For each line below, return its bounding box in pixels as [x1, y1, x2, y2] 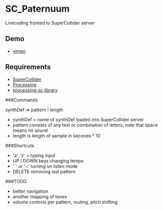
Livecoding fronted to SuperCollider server [5, 20, 95, 26]
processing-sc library [12, 87, 58, 93]
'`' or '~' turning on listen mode [12, 163, 78, 169]
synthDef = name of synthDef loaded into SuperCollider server [12, 116, 144, 122]
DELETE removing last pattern [12, 168, 76, 174]
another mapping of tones [12, 193, 68, 199]
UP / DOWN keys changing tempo [12, 158, 84, 164]
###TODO [5, 178, 27, 184]
